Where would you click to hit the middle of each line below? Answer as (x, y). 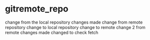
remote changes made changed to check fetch (52, 32)
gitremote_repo (37, 9)
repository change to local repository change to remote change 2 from (75, 27)
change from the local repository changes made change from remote (74, 22)
